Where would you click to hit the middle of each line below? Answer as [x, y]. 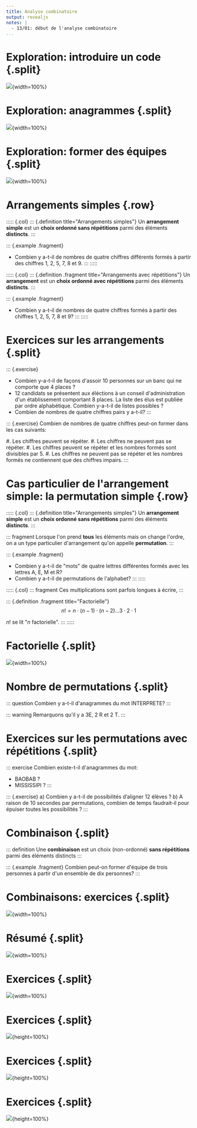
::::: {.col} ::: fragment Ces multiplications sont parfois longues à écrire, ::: [95, 590]
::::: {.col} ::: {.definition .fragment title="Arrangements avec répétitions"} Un [98, 275]
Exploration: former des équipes [86, 152]
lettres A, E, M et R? [39, 572]
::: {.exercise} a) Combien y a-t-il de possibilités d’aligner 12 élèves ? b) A [95, 796]
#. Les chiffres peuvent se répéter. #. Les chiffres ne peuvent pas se [89, 441]
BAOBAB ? [27, 779]
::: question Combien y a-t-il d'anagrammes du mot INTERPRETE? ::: [89, 703]
